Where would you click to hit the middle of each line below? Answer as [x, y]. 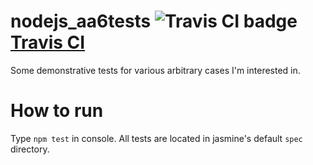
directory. [30, 149]
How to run [57, 111]
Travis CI [48, 42]
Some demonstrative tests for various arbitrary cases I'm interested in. [155, 70]
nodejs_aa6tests [81, 21]
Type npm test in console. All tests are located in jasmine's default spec [156, 138]
